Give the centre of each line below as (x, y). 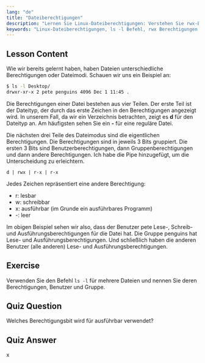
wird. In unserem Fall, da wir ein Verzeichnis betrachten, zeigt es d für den (100, 116)
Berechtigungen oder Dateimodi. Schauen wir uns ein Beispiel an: (88, 75)
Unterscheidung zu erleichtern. (45, 161)
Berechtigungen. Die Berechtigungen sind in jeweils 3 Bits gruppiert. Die (97, 141)
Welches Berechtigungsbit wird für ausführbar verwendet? (80, 321)
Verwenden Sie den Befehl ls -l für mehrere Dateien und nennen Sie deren (102, 280)
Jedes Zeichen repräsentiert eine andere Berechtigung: (76, 184)
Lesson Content (37, 54)
